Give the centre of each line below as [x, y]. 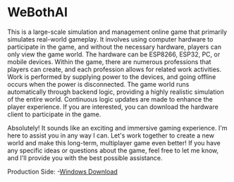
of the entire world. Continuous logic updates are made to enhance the [110, 99]
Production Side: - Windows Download [62, 171]
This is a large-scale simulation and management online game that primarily [117, 32]
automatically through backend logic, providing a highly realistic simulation [116, 92]
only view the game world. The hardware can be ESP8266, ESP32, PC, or [114, 54]
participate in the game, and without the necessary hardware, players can [115, 47]
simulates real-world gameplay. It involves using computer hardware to [110, 39]
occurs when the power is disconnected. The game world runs [98, 84]
